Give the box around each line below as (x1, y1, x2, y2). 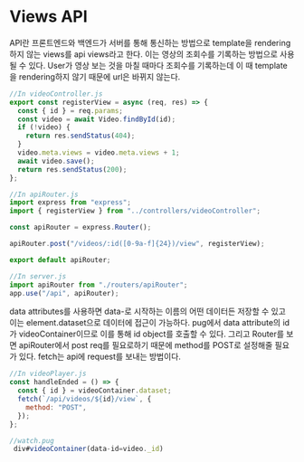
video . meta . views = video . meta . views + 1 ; (17, 148, 180, 157)
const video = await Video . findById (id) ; (17, 115, 176, 124)
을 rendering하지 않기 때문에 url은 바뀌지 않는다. (9, 71, 181, 82)
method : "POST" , (25, 402, 88, 412)
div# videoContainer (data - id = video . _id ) (13, 445, 165, 454)
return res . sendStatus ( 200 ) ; (17, 165, 128, 174)
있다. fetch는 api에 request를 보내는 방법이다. (18, 351, 181, 363)
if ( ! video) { (17, 123, 71, 132)
